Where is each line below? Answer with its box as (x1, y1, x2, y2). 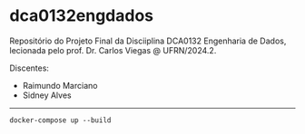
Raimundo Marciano (22, 80, 98, 91)
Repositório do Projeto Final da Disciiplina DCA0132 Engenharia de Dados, (9, 35, 287, 46)
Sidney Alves (22, 90, 72, 100)
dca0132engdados (9, 5, 154, 26)
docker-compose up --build (9, 115, 112, 125)
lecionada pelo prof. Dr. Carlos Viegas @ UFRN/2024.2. (9, 44, 217, 55)
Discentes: (9, 62, 50, 73)
